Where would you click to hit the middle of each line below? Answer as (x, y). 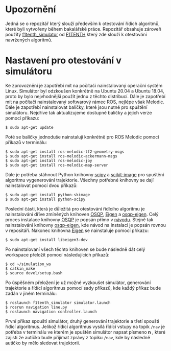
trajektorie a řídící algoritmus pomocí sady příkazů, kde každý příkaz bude (83, 288)
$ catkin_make (20, 268)
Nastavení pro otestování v (63, 61)
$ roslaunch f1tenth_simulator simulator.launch (58, 302)
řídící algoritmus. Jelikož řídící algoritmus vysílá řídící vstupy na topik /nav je (85, 326)
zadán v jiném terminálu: (31, 293)
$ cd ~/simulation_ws (28, 264)
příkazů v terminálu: (26, 142)
